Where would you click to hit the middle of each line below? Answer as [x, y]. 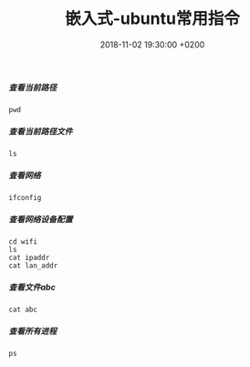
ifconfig [25, 198]
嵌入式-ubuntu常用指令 [152, 19]
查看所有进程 [32, 330]
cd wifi [23, 242]
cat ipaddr [29, 258]
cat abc [23, 310]
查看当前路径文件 [41, 131]
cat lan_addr [33, 266]
